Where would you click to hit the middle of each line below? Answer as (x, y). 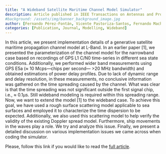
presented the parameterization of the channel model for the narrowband (80, 53)
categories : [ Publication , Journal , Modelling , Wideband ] (66, 28)
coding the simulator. (26, 137)
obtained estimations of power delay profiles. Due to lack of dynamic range (82, 74)
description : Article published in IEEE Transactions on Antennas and (79, 14)
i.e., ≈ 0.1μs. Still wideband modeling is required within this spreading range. (82, 95)
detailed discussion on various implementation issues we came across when (83, 132)
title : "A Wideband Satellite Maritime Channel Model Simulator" (74, 10)
